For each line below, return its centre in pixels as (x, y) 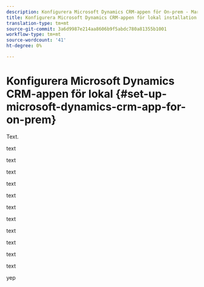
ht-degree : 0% (24, 46)
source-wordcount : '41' (36, 40)
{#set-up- (141, 94)
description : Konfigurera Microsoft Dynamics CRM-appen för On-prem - (97, 12)
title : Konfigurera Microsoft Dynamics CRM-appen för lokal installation (102, 18)
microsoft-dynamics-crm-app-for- (96, 107)
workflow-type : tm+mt (34, 35)
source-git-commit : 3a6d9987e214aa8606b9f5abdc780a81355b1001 (87, 29)
